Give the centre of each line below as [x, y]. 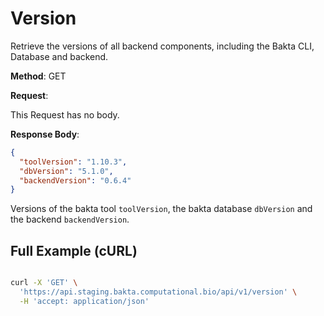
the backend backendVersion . [70, 219]
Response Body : [45, 134]
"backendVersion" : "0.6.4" [75, 180]
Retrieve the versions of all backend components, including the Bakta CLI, [162, 46]
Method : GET [38, 76]
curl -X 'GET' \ [44, 283]
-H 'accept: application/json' [84, 301]
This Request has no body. [65, 114]
